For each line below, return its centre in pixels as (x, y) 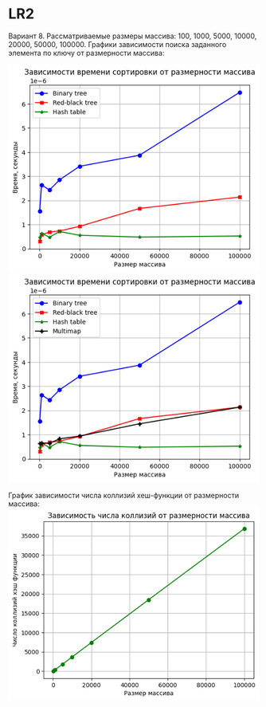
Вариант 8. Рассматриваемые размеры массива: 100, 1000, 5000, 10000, (133, 36)
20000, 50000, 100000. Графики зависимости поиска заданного (117, 44)
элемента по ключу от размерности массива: (86, 53)
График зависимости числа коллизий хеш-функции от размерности (124, 495)
